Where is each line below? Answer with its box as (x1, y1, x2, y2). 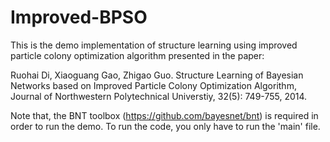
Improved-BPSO (10, 6, 148, 29)
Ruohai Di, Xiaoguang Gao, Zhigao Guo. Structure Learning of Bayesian (10, 69, 304, 81)
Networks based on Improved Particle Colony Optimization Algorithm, (10, 79, 297, 91)
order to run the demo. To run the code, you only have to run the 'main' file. (10, 120, 321, 132)
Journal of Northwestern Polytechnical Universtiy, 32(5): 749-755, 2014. (10, 90, 308, 102)
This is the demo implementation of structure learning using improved (10, 39, 298, 51)
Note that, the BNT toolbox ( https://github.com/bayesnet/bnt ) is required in (10, 109, 319, 121)
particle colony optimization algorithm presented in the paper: (10, 49, 265, 61)
